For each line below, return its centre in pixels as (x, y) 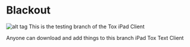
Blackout (28, 10)
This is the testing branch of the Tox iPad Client (87, 26)
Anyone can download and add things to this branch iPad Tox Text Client (95, 38)
